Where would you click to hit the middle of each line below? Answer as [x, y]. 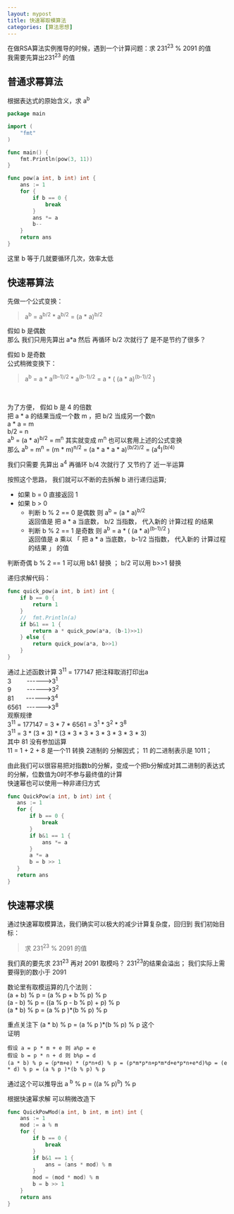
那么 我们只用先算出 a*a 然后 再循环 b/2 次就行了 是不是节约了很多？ [107, 340]
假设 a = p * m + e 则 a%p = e [52, 1048]
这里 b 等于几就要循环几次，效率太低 [61, 258]
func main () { [28, 153]
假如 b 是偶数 [26, 331]
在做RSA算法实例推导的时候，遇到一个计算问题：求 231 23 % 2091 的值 [109, 48]
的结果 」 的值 [48, 548]
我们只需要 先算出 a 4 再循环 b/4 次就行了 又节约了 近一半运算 [96, 464]
